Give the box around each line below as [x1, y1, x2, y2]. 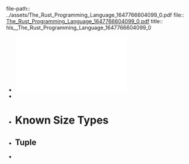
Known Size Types [14, 113, 109, 127]
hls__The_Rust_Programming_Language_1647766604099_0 [6, 24, 151, 31]
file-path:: [6, 5, 31, 12]
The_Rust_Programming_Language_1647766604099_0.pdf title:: [6, 18, 163, 24]
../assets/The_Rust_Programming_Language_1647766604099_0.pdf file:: [6, 11, 184, 18]
